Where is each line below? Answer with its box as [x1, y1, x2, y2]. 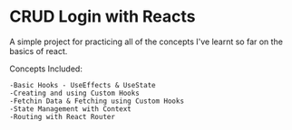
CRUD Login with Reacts [9, 6, 197, 27]
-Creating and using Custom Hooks [9, 88, 141, 97]
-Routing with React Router [9, 112, 116, 121]
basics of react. [9, 45, 68, 56]
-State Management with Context [9, 104, 131, 114]
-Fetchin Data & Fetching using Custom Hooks [9, 97, 184, 106]
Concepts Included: [9, 63, 83, 74]
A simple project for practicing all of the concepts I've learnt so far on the [9, 36, 284, 47]
